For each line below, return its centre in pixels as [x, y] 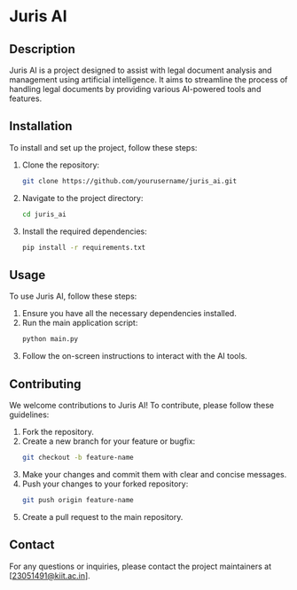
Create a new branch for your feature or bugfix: [109, 441]
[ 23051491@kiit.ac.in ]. [50, 575]
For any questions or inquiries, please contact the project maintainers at [141, 566]
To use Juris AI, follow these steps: [73, 296]
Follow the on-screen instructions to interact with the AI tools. [135, 356]
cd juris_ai [44, 214]
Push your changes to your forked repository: [105, 484]
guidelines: [29, 415]
